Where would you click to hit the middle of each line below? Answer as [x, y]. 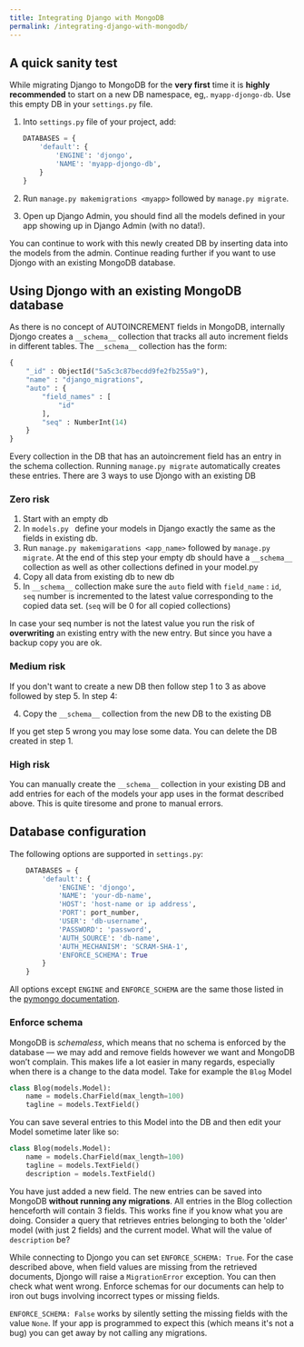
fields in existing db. [60, 538]
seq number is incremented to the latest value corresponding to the [148, 596]
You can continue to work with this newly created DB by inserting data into [149, 243]
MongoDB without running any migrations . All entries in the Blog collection [151, 1201]
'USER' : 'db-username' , [103, 922]
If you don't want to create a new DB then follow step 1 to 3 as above [137, 686]
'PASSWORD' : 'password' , [105, 929]
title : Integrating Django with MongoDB [87, 18]
